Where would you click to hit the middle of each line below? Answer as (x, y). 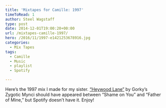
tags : (11, 52)
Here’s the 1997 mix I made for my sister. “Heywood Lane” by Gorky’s (76, 89)
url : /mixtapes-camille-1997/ (37, 33)
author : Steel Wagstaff (30, 19)
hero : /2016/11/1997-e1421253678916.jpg (48, 38)
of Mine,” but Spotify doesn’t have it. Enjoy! (50, 100)
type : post (16, 24)
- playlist (21, 66)
